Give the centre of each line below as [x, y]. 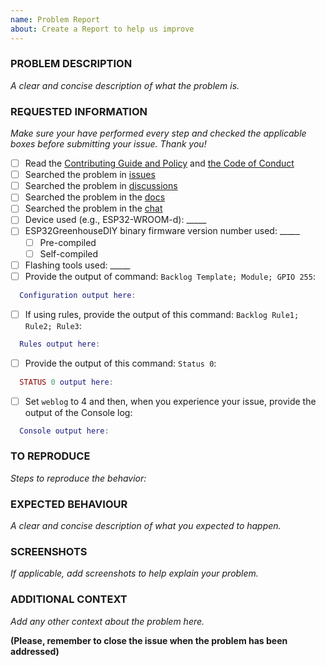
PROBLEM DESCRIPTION [71, 64]
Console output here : [64, 431]
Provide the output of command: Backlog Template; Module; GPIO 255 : [170, 276]
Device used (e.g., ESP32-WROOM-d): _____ [115, 220]
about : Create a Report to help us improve [102, 29]
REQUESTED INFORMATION [79, 111]
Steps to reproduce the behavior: [78, 478]
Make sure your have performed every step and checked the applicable [158, 133]
